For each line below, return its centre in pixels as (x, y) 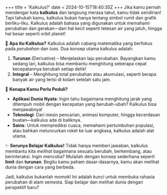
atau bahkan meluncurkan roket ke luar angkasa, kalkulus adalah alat (83, 131)
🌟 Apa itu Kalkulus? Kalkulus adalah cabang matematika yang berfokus (79, 43)
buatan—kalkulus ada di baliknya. (47, 120)
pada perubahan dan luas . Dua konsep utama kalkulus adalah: (69, 49)
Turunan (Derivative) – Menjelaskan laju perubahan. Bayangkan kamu (84, 58)
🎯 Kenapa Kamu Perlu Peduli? (37, 89)
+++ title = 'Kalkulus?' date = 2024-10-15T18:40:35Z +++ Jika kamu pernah (83, 7)
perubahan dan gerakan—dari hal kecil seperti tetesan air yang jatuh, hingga (84, 28)
